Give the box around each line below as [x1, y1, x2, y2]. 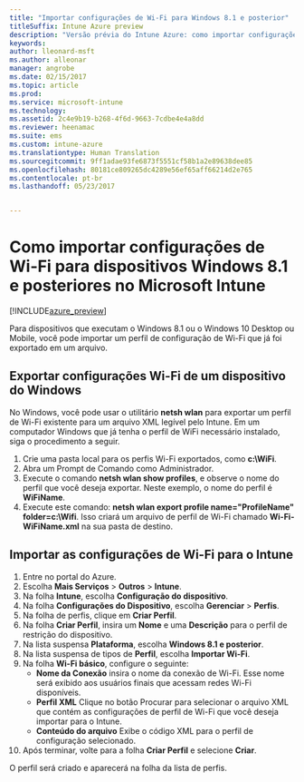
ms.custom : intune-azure [9, 140, 103, 149]
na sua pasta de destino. [81, 521, 174, 532]
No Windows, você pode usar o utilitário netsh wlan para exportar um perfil [9, 406, 291, 417]
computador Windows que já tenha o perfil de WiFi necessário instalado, [9, 425, 280, 436]
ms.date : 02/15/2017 [9, 73, 88, 82]
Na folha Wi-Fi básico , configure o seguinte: [22, 658, 189, 669]
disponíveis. [35, 687, 81, 698]
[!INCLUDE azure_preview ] [9, 306, 107, 317]
